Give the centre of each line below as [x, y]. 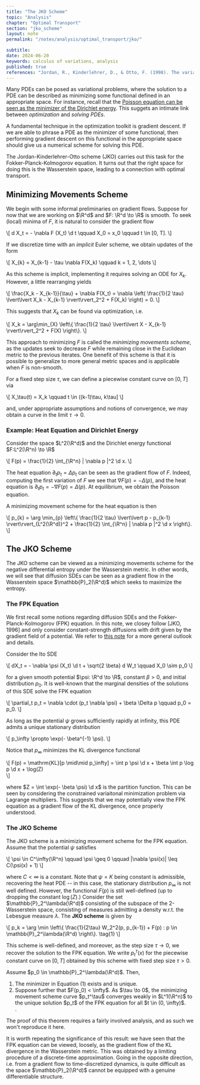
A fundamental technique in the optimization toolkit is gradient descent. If [96, 126]
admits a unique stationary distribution [53, 727]
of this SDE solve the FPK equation [49, 691]
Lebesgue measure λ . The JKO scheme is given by [69, 916]
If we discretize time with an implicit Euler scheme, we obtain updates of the [100, 244]
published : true [26, 67]
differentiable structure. [35, 1076]
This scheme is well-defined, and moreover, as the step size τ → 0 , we [93, 945]
